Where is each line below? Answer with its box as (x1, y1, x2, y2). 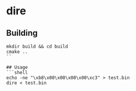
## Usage (6, 64, 28, 70)
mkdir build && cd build (6, 43, 68, 49)
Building (6, 28, 38, 38)
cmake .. (6, 49, 28, 55)
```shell (6, 70, 28, 76)
